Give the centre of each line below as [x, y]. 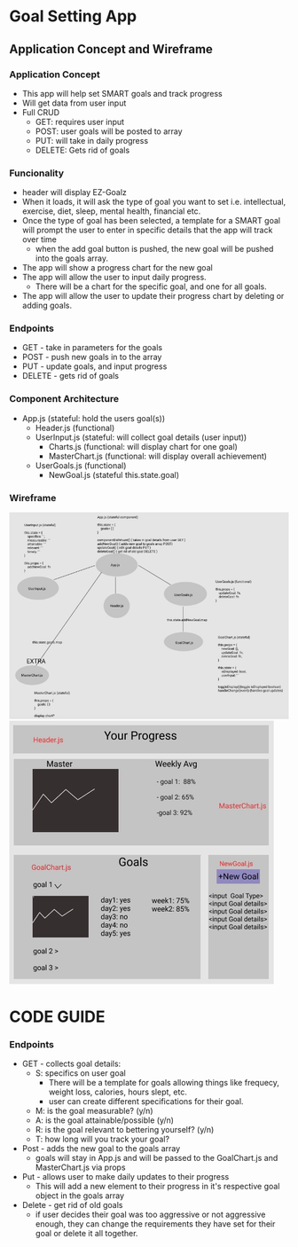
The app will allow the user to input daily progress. [114, 278]
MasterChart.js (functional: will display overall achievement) [158, 456]
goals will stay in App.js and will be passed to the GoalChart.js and [157, 1158]
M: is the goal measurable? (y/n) [94, 1111]
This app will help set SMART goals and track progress [122, 93]
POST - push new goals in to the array [92, 357]
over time [39, 239]
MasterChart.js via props [80, 1167]
